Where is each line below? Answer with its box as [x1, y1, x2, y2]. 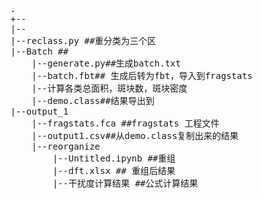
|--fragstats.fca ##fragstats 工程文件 [31, 118, 220, 129]
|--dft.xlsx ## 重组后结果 [52, 165, 176, 176]
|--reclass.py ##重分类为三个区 [10, 35, 157, 46]
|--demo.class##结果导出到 [31, 95, 155, 106]
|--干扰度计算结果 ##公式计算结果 [52, 178, 199, 189]
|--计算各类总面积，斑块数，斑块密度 [31, 83, 188, 94]
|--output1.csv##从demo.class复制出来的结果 [31, 130, 239, 141]
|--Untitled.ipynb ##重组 [52, 153, 177, 164]
